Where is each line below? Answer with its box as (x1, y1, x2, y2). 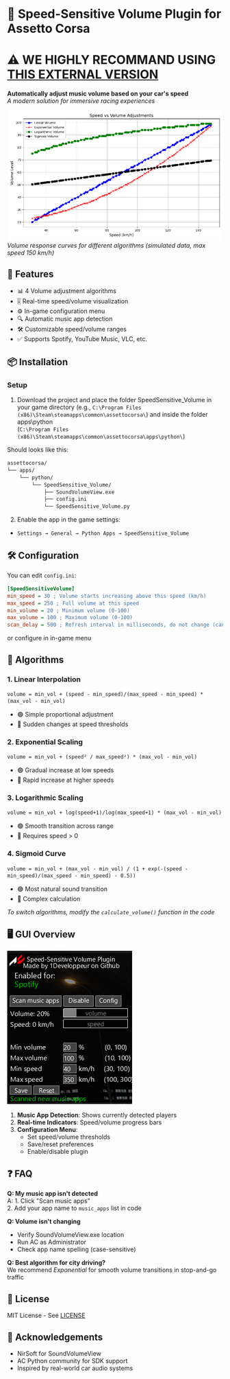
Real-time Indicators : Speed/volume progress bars (16, 1118, 162, 1126)
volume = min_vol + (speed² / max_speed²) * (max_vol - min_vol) (7, 754, 197, 761)
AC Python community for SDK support (16, 1357, 128, 1365)
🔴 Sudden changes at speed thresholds (16, 720, 129, 728)
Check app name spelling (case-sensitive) (16, 1245, 136, 1253)
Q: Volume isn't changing (7, 1218, 81, 1226)
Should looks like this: (7, 445, 68, 454)
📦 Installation (7, 356, 68, 368)
